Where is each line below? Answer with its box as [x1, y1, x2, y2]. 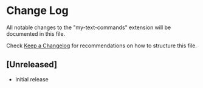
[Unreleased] [6, 59, 58, 70]
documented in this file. [6, 30, 66, 37]
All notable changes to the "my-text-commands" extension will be [6, 24, 171, 31]
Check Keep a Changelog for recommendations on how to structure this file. [6, 42, 198, 49]
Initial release [15, 75, 49, 83]
